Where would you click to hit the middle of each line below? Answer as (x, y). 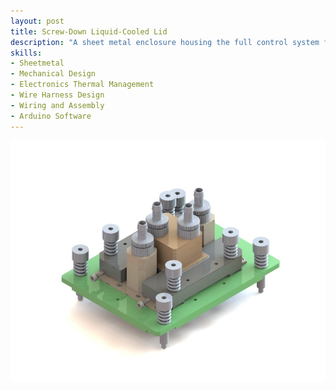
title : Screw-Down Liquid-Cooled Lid (89, 31)
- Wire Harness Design (57, 95)
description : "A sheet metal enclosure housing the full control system (165, 42)
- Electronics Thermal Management (82, 85)
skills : (26, 53)
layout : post (37, 21)
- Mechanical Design (53, 74)
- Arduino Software (51, 116)
